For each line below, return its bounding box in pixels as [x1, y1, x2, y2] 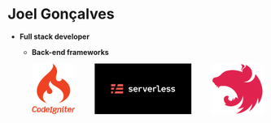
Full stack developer [19, 32, 90, 41]
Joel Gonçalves [7, 5, 115, 23]
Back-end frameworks [31, 47, 109, 57]
